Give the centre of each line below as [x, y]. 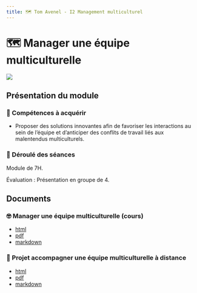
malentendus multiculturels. [50, 139]
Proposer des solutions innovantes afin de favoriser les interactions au [103, 126]
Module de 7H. [25, 168]
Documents [29, 199]
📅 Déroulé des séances [41, 155]
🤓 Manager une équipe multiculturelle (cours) [75, 216]
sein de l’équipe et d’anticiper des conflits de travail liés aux [89, 133]
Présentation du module [52, 96]
